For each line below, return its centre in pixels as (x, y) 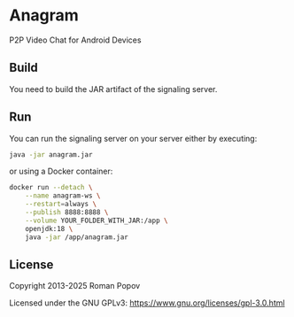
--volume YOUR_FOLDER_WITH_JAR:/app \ (97, 220)
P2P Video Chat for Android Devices (75, 40)
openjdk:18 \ (49, 228)
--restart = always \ (61, 205)
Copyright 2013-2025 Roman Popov (75, 286)
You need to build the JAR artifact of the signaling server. (113, 89)
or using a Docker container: (61, 171)
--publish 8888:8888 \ (67, 213)
